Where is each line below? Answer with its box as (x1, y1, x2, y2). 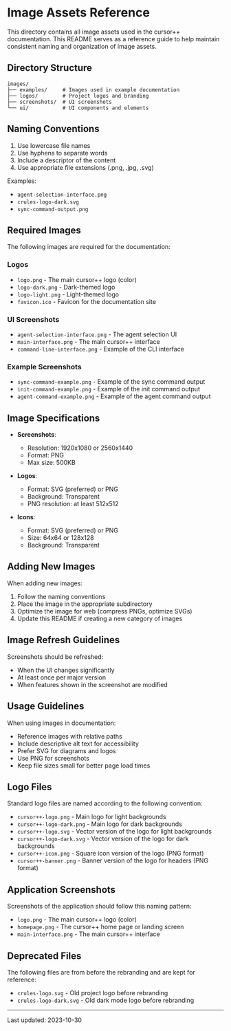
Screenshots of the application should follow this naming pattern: (7, 902, 192, 911)
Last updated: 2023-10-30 (7, 1016, 82, 1024)
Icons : (16, 513, 36, 521)
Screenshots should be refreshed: (7, 652, 104, 661)
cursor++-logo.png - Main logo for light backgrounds (16, 813, 166, 821)
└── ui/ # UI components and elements (7, 105, 149, 111)
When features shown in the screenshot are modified (16, 680, 168, 688)
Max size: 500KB (27, 459, 76, 467)
